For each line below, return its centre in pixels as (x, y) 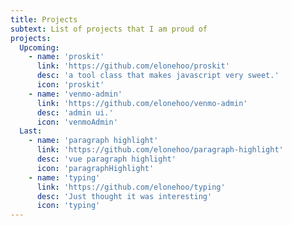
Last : (31, 131)
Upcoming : (39, 47)
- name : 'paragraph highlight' (93, 141)
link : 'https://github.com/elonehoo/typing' (131, 187)
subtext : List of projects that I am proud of (109, 29)
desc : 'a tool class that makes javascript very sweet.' (158, 76)
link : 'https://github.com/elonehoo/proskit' (133, 66)
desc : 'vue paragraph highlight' (106, 159)
